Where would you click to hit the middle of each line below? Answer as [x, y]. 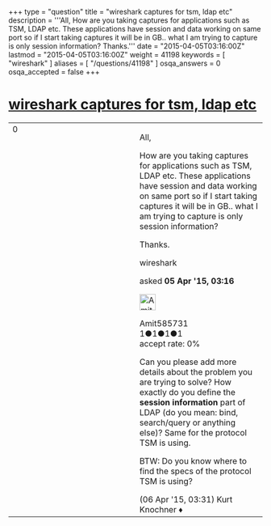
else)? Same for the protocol [194, 432]
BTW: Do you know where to [194, 460]
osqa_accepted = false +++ [54, 72]
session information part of [193, 402]
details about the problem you [196, 371]
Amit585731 [164, 323]
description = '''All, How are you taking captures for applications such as [129, 20]
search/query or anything [188, 422]
